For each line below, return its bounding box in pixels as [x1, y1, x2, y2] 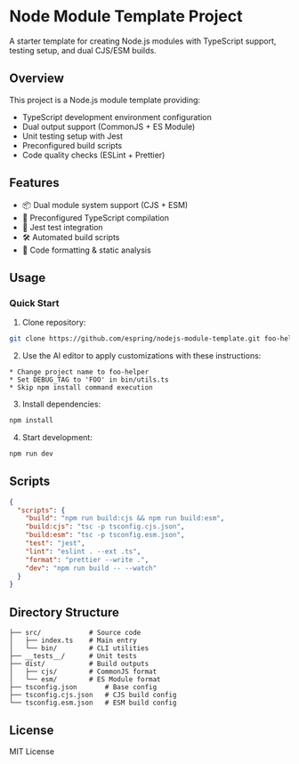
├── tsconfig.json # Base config [9, 683, 158, 692]
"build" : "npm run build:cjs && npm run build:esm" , [25, 514, 225, 523]
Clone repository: [21, 318, 86, 328]
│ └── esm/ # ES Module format [9, 675, 162, 684]
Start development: [21, 432, 93, 442]
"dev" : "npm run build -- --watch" [25, 563, 158, 573]
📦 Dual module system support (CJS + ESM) [21, 199, 189, 210]
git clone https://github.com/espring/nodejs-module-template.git [9, 334, 261, 343]
